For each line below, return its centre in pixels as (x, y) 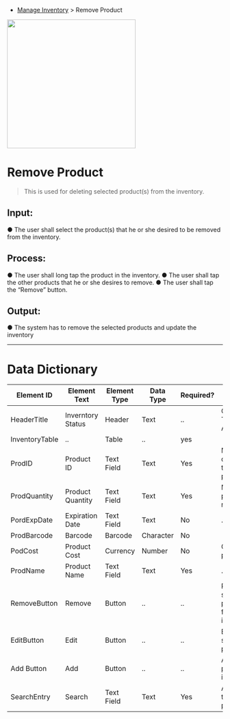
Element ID (34, 396)
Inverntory (81, 415)
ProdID (22, 464)
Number (155, 551)
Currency (120, 551)
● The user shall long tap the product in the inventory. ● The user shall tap (113, 275)
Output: (24, 311)
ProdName (28, 571)
